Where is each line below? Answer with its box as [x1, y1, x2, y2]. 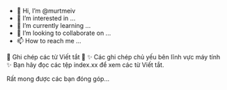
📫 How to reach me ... [16, 37, 81, 45]
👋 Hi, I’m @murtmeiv [16, 7, 76, 15]
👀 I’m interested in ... [16, 14, 76, 22]
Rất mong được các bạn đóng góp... [6, 75, 109, 83]
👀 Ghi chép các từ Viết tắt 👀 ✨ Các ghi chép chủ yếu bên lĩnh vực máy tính [6, 53, 221, 61]
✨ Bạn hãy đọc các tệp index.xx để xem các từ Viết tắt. [6, 61, 164, 69]
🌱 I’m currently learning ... [16, 22, 91, 29]
